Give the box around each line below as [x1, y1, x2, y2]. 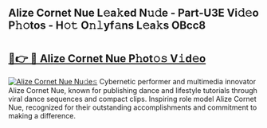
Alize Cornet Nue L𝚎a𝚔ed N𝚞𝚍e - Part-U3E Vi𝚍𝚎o [8, 6, 259, 20]
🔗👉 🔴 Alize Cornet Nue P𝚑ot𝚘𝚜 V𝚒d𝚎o [8, 52, 206, 65]
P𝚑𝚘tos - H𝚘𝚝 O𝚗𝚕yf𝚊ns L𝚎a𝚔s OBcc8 [8, 19, 206, 33]
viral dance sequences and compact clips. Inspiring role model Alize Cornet [8, 95, 257, 103]
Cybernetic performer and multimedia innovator [99, 77, 257, 86]
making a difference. [8, 111, 76, 120]
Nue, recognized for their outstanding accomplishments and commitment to [8, 103, 257, 112]
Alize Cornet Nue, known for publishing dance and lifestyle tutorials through [8, 86, 257, 95]
